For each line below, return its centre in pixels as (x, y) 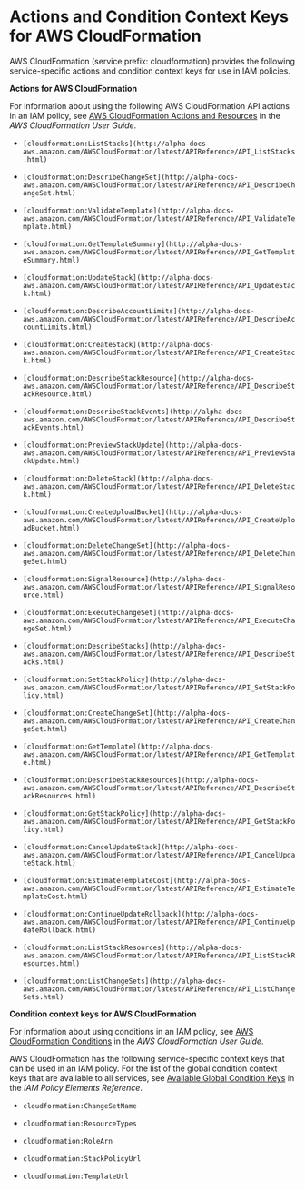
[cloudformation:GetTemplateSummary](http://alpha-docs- (133, 244)
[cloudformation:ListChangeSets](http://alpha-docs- (124, 981)
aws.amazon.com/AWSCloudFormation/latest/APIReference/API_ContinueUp (159, 922)
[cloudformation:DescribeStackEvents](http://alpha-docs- (134, 412)
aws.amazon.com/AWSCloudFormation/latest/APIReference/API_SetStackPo (159, 688)
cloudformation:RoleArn (68, 1141)
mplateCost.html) (55, 897)
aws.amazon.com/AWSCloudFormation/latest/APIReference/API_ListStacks (159, 152)
